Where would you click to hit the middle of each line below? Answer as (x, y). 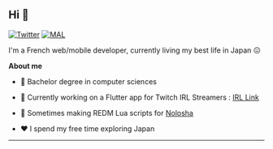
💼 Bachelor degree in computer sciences (88, 81)
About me (26, 66)
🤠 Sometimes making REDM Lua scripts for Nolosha (106, 113)
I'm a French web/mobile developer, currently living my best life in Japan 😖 (135, 50)
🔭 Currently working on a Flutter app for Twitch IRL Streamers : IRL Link (140, 97)
